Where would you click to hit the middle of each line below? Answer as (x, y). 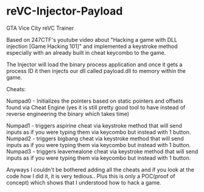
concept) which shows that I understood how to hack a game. (84, 182)
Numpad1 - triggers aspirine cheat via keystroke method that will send (94, 125)
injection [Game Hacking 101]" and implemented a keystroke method (92, 46)
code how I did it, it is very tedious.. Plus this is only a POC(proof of (91, 176)
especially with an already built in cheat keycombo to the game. (86, 52)
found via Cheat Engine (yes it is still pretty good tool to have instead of (96, 107)
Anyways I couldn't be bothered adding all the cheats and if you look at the (100, 170)
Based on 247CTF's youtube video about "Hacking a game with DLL (92, 39)
